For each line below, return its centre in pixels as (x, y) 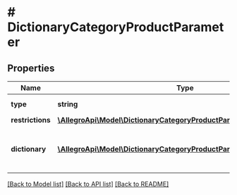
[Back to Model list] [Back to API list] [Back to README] (88, 184)
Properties (31, 68)
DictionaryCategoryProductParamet (116, 27)
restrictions (31, 120)
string (68, 104)
